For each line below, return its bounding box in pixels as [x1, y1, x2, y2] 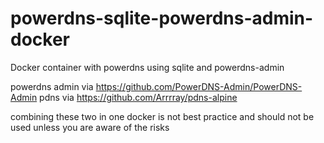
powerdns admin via [10, 80, 94, 92]
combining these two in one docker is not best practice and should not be [10, 110, 315, 122]
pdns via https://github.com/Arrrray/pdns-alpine [39, 91, 238, 103]
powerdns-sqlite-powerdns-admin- [10, 7, 314, 30]
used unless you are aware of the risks [10, 121, 170, 133]
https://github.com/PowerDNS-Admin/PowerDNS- [95, 80, 303, 92]
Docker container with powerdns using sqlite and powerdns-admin [10, 61, 285, 73]
